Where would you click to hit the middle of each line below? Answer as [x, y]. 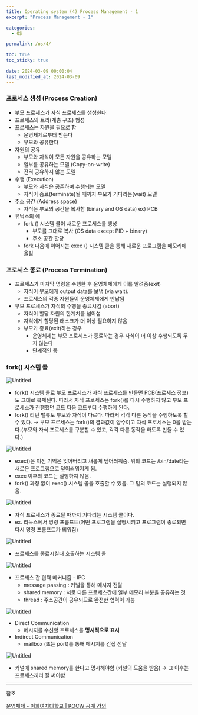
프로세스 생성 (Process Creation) [52, 98]
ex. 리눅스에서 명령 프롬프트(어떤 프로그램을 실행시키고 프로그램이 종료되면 [100, 522]
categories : [21, 28]
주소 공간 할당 [48, 238]
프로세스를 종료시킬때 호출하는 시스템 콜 [60, 553]
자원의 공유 [27, 149]
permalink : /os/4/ [29, 44]
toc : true [18, 55]
